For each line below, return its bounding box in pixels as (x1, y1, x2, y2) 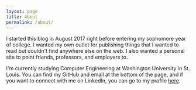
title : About (6, 14, 38, 20)
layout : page (6, 8, 38, 15)
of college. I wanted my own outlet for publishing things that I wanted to (6, 41, 180, 48)
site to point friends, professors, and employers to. (6, 53, 128, 61)
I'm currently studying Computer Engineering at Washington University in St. (6, 65, 190, 72)
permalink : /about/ (6, 19, 54, 25)
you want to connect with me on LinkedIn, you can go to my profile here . (6, 77, 181, 84)
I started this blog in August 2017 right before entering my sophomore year (6, 35, 186, 42)
